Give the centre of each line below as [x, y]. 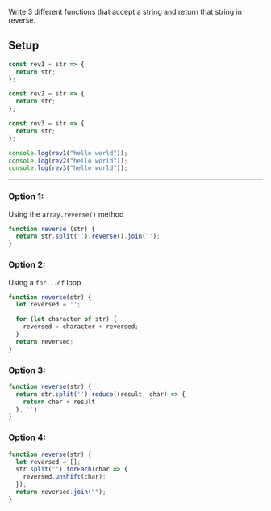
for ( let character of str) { [66, 319]
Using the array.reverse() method [66, 214]
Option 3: [27, 370]
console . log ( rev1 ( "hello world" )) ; [68, 153]
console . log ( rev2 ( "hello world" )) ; [68, 161]
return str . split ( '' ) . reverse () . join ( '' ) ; [88, 236]
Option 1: [26, 196]
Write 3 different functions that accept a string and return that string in [125, 12]
